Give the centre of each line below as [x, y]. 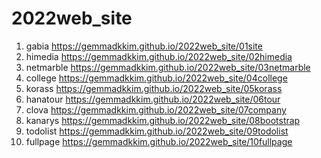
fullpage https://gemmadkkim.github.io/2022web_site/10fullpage [159, 141]
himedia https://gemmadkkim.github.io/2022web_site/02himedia [159, 56]
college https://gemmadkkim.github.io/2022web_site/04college [156, 78]
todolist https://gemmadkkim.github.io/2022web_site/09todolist [157, 131]
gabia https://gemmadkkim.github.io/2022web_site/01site [144, 46]
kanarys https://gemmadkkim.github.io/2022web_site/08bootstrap [163, 120]
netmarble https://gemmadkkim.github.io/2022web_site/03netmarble [168, 67]
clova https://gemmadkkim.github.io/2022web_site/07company [156, 109]
